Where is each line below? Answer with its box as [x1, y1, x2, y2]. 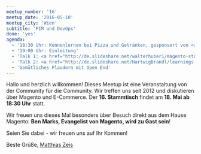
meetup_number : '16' [6, 8, 58, 15]
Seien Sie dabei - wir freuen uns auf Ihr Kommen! [6, 129, 127, 137]
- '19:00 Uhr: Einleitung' [11, 48, 79, 54]
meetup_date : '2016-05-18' [6, 14, 74, 20]
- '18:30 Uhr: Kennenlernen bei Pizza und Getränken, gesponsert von [11, 43, 188, 49]
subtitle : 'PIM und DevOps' [6, 25, 77, 32]
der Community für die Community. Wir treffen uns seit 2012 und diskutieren [6, 87, 194, 95]
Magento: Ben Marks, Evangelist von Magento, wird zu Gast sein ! [6, 118, 171, 125]
